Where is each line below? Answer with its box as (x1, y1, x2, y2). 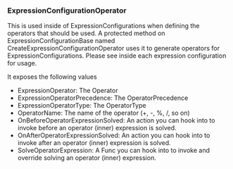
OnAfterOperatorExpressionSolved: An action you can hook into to (17, 131, 210, 139)
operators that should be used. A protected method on (7, 29, 165, 37)
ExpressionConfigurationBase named (7, 37, 115, 45)
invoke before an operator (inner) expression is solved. (17, 124, 177, 132)
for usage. (7, 59, 37, 68)
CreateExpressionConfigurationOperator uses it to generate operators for (7, 44, 220, 53)
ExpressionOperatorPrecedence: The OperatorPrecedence (17, 94, 189, 102)
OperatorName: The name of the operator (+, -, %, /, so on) (17, 108, 190, 118)
